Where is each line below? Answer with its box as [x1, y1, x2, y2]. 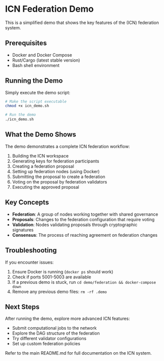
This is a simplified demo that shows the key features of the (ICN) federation [5, 20, 159, 25]
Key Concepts [5, 198, 49, 206]
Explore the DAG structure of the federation [12, 330, 100, 336]
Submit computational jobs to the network [12, 325, 97, 331]
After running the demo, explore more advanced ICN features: [5, 316, 130, 321]
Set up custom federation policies [12, 341, 81, 347]
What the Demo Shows [5, 131, 76, 139]
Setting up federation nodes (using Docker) [12, 168, 100, 174]
